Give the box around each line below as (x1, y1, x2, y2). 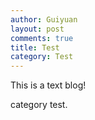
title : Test (10, 42, 60, 53)
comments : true (10, 33, 74, 43)
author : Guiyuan (10, 14, 78, 25)
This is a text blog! (10, 79, 87, 91)
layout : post (10, 24, 65, 34)
